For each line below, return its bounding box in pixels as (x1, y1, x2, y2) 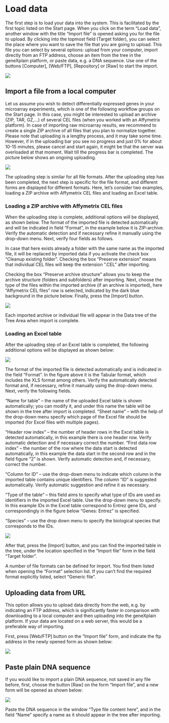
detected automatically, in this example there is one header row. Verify (5, 434, 152, 441)
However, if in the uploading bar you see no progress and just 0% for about (5, 138, 162, 144)
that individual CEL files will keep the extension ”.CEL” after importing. (5, 261, 150, 268)
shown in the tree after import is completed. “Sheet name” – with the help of (5, 408, 163, 414)
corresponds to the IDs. (5, 523, 54, 529)
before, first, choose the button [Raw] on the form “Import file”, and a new (5, 681, 159, 688)
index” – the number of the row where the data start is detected (5, 445, 137, 451)
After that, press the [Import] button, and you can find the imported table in (5, 543, 161, 549)
